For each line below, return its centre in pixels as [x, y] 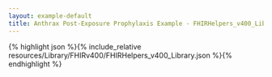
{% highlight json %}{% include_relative [75, 46]
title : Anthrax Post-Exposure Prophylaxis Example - [99, 24]
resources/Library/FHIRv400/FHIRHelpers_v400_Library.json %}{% [121, 55]
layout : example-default [50, 16]
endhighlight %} [35, 64]
